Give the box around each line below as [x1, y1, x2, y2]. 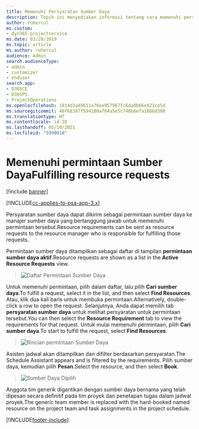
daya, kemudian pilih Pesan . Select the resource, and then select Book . [6, 363, 179, 370]
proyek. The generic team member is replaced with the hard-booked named [6, 398, 190, 405]
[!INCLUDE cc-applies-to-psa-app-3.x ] [6, 199, 100, 206]
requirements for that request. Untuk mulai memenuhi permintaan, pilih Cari [6, 321, 191, 328]
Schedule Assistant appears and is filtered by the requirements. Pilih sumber [6, 357, 193, 364]
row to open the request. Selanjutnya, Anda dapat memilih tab [23, 302, 174, 309]
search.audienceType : [6, 58, 60, 64]
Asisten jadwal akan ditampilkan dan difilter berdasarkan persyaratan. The [6, 350, 185, 357]
